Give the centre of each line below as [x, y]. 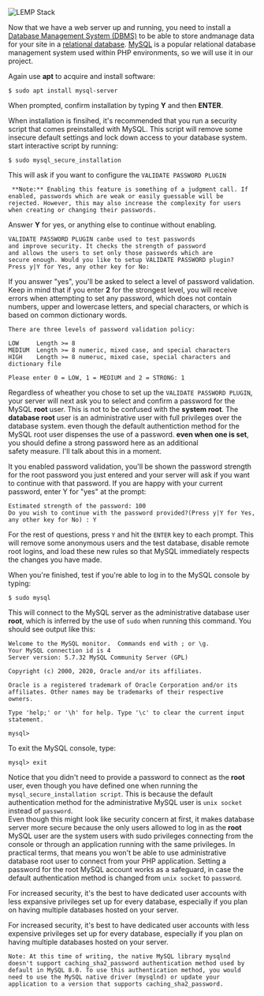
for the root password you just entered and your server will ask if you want [129, 475]
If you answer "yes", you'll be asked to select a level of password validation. [131, 281]
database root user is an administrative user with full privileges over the [125, 417]
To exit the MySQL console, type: [62, 748]
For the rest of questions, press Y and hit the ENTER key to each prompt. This [131, 534]
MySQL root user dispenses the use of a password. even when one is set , [129, 434]
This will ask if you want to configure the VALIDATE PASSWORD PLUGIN [117, 175]
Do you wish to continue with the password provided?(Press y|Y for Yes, [132, 513]
